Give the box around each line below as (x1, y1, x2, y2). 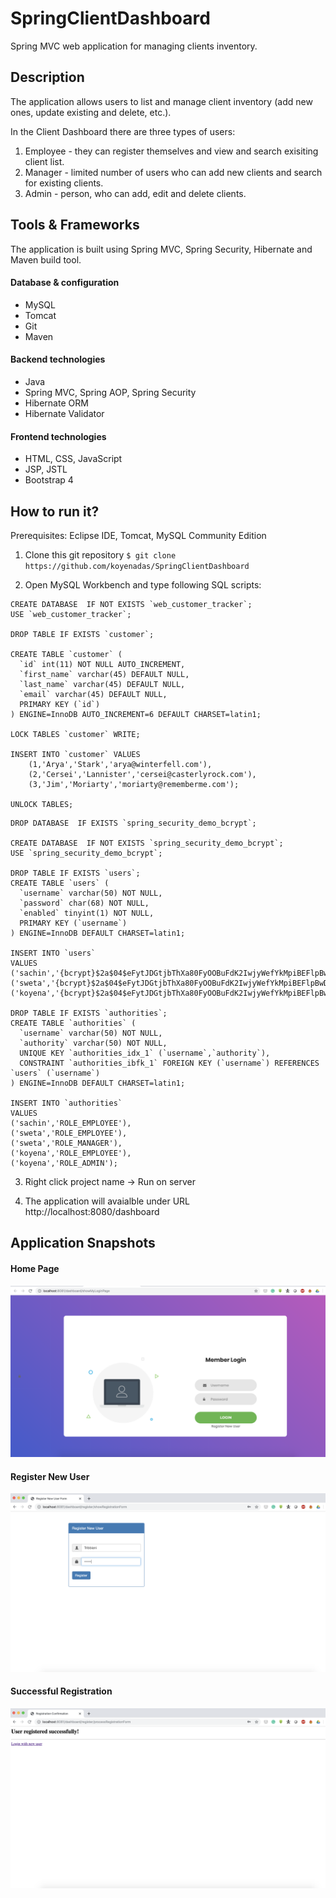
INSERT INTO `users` (10, 948, 97, 958)
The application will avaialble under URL (24, 1195, 190, 1207)
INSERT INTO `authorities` (10, 1098, 123, 1108)
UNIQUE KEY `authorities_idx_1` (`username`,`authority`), (19, 1048, 271, 1058)
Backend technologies (10, 353, 106, 366)
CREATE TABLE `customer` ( (10, 649, 123, 659)
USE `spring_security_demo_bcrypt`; (10, 848, 163, 858)
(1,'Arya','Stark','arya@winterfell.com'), (28, 759, 213, 769)
